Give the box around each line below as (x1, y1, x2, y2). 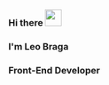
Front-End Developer (8, 64, 101, 76)
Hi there (8, 16, 43, 28)
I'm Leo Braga (8, 40, 69, 52)
